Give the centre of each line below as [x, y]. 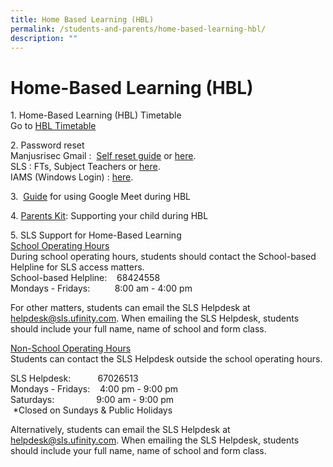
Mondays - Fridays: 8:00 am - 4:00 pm [101, 288]
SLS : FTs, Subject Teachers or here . [85, 167]
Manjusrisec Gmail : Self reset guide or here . [103, 156]
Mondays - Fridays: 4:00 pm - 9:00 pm [94, 389]
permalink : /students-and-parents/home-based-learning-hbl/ [138, 29]
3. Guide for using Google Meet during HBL [100, 197]
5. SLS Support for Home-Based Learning [96, 235]
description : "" [44, 38]
